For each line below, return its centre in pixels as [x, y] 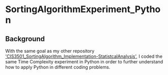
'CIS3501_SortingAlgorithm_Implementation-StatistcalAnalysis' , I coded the [84, 56]
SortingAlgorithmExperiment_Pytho [83, 9]
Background [25, 39]
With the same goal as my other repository [50, 51]
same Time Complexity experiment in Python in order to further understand [84, 62]
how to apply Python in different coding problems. [58, 67]
